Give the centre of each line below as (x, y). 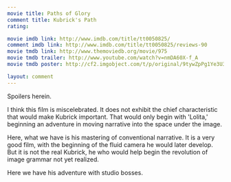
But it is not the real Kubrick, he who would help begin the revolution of (108, 152)
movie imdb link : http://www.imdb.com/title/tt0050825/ (89, 38)
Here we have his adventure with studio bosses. (75, 172)
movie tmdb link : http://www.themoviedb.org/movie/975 (87, 52)
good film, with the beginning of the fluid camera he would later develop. (110, 144)
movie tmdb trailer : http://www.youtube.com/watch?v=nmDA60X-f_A (102, 58)
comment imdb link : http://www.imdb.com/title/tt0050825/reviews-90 (107, 45)
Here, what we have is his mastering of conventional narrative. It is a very (111, 137)
